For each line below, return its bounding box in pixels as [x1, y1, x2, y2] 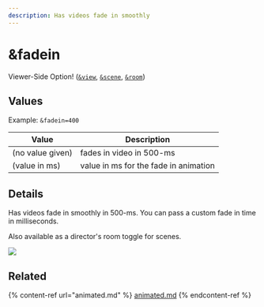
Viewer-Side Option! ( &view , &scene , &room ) [8, 72, 146, 81]
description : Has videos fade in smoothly [8, 11, 150, 20]
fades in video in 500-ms [80, 148, 175, 159]
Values [8, 94, 43, 107]
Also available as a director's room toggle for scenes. [8, 232, 182, 241]
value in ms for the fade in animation [80, 160, 215, 171]
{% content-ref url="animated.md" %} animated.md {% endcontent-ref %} [8, 290, 251, 300]
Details [8, 187, 43, 200]
